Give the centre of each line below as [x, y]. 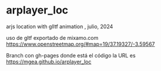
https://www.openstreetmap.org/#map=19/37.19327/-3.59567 [80, 44]
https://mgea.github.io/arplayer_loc [49, 62]
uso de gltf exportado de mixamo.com [52, 38]
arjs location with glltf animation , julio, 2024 [60, 26]
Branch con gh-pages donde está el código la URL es [71, 55]
